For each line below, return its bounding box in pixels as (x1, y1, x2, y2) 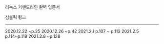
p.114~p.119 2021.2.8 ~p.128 (5, 33, 61, 39)
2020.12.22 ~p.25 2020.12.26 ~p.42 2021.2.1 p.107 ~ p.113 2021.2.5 (5, 28, 139, 34)
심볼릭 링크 (5, 14, 26, 20)
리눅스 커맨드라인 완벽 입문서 (5, 4, 60, 10)
